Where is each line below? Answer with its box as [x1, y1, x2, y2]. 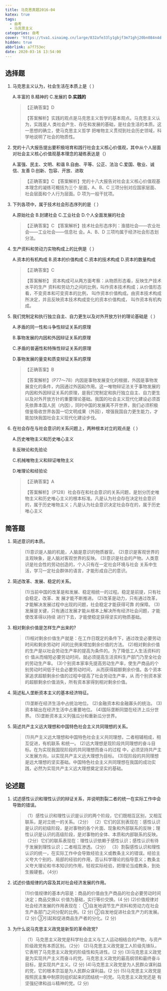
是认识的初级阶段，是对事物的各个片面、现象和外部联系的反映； [24, 825, 156, 831]
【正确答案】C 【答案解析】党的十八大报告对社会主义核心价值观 [24, 178, 156, 184]
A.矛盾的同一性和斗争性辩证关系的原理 [12, 324, 91, 330]
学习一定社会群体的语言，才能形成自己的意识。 [33, 568, 130, 574]
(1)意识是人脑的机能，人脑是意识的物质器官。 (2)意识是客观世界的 [24, 549, 160, 555]
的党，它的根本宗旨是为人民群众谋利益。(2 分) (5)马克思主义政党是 [24, 967, 162, 973]
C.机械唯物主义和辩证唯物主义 [12, 457, 74, 463]
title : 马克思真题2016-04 [5, 7, 55, 13]
